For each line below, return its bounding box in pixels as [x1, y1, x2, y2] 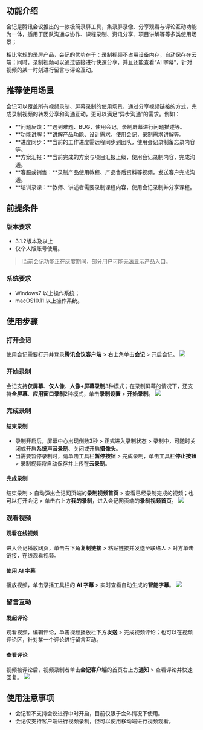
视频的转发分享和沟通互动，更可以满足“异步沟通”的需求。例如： [22, 110, 181, 117]
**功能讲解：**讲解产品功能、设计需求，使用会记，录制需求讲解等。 [14, 131, 185, 138]
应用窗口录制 [33, 389, 65, 397]
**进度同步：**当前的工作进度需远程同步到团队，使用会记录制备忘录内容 [14, 138, 195, 145]
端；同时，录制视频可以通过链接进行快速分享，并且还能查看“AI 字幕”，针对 [6, 58, 192, 65]
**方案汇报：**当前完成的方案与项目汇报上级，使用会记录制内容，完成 [14, 153, 190, 160]
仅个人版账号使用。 [14, 245, 63, 252]
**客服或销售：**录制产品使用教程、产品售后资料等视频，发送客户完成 [14, 168, 190, 175]
